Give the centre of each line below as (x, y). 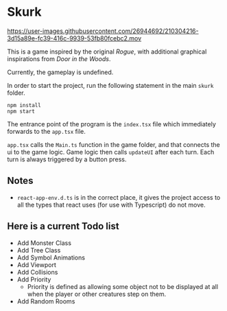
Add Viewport (36, 264)
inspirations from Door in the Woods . (59, 58)
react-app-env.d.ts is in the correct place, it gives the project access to (119, 197)
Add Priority (34, 279)
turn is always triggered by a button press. (67, 159)
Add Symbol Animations (51, 257)
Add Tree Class (39, 250)
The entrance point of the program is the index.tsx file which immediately (111, 124)
